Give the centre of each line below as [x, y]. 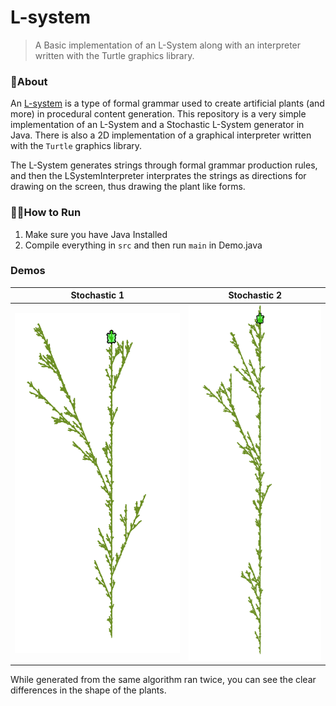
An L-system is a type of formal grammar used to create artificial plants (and [167, 103]
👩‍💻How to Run [46, 213]
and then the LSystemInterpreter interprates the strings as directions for [158, 176]
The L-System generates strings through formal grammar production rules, [164, 165]
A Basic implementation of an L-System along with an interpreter [168, 45]
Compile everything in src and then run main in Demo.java [143, 245]
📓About [29, 81]
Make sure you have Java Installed [96, 234]
